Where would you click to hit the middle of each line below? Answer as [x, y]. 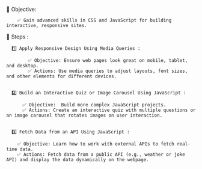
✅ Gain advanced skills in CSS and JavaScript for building [94, 20]
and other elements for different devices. [62, 76]
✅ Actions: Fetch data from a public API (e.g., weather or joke [101, 155]
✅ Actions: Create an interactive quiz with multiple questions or [109, 110]
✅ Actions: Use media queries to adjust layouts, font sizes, [108, 71]
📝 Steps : [17, 37]
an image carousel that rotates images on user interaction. [84, 115]
